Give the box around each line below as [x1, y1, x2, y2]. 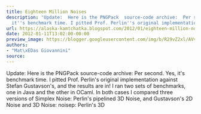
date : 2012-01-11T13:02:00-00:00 [6, 31, 90, 37]
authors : [6, 42, 28, 48]
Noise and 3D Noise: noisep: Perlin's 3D [6, 101, 105, 108]
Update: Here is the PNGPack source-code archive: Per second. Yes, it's [6, 69, 185, 76]
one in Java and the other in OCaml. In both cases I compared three [6, 88, 173, 95]
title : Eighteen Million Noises [6, 8, 87, 15]
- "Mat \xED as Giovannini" [6, 48, 71, 54]
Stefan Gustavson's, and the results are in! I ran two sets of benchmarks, [6, 82, 186, 90]
